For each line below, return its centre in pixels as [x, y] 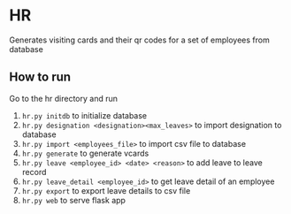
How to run [40, 77]
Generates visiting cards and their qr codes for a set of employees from [139, 40]
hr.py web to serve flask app [74, 200]
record [34, 172]
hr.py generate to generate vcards [85, 153]
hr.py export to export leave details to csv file [106, 190]
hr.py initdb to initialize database [84, 115]
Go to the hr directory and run [63, 98]
